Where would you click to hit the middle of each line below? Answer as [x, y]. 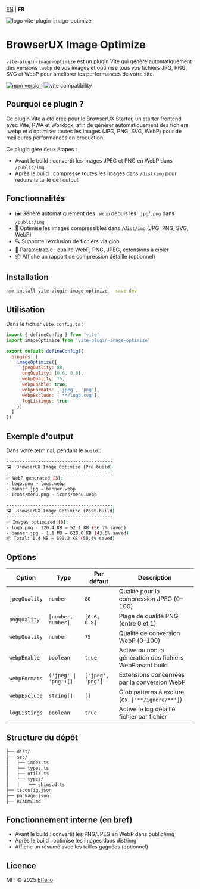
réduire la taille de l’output [46, 179]
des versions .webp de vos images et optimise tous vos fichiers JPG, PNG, [97, 67]
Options [21, 557]
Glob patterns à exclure [151, 692]
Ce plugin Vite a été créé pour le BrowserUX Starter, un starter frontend [94, 119]
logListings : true [45, 401]
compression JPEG [146, 599]
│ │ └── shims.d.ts [36, 785]
